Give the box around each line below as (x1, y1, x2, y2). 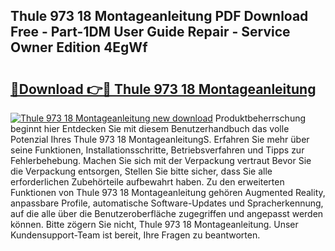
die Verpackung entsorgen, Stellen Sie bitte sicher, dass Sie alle (10, 165, 273, 177)
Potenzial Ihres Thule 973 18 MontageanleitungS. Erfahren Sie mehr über (10, 134, 310, 145)
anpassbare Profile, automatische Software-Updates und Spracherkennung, (10, 197, 324, 209)
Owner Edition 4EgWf (10, 39, 148, 56)
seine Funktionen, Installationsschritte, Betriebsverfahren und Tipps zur (10, 144, 305, 156)
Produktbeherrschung (214, 112, 307, 124)
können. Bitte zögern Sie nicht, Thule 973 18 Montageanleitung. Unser (10, 219, 299, 230)
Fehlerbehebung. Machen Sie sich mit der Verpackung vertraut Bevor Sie (10, 155, 312, 166)
